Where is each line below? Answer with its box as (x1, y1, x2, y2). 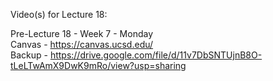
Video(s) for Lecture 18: (10, 9, 108, 20)
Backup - (10, 49, 48, 61)
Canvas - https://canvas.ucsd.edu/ (10, 39, 154, 50)
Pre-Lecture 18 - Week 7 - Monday (10, 28, 153, 39)
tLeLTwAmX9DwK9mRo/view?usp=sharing (10, 60, 187, 71)
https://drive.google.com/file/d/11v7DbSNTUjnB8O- (49, 49, 263, 61)
